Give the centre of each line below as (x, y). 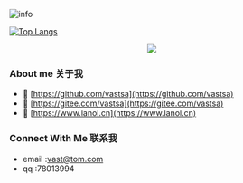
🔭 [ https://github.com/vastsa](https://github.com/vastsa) (128, 94)
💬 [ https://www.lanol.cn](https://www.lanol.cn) (109, 113)
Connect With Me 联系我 (64, 139)
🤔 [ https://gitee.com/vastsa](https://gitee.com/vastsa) (123, 103)
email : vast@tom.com (63, 159)
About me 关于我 (47, 73)
